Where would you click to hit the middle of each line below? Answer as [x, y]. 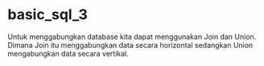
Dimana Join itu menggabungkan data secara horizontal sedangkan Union [130, 45]
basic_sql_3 [47, 15]
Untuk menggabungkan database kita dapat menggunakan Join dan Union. [132, 37]
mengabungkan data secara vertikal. [68, 53]
